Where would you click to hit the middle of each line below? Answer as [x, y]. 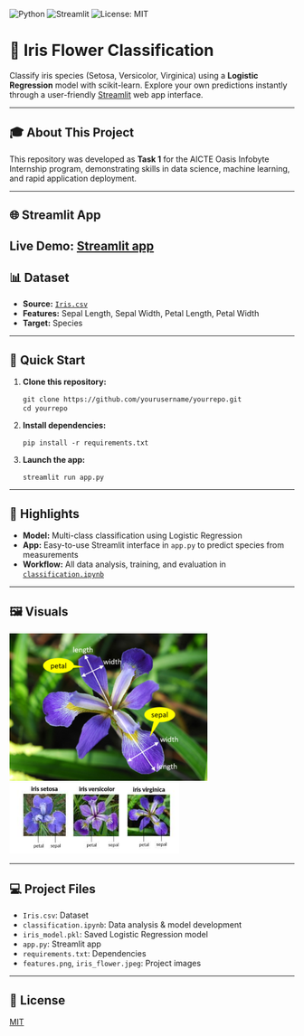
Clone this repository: [64, 382]
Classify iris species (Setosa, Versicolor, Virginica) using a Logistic [134, 75]
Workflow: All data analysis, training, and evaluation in [124, 564]
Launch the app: [54, 460]
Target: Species [52, 323]
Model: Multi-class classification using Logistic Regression [132, 535]
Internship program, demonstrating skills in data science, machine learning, [150, 168]
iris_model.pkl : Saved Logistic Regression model [115, 935]
